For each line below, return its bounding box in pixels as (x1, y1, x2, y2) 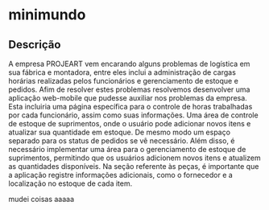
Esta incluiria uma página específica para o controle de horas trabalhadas (8, 102, 253, 111)
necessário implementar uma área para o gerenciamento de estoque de (8, 145, 246, 154)
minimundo (8, 6, 86, 24)
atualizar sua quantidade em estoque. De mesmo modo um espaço (8, 127, 231, 137)
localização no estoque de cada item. (8, 179, 133, 188)
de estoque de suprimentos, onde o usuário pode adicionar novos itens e (8, 119, 251, 128)
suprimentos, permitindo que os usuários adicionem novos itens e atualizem (8, 153, 261, 163)
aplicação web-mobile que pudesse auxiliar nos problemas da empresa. (8, 93, 247, 102)
